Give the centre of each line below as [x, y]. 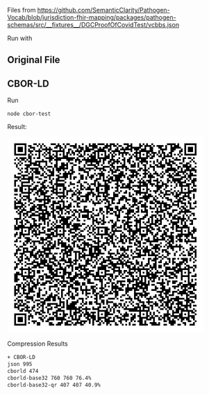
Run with [20, 38]
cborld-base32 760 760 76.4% [49, 378]
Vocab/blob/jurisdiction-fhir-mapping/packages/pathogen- [92, 17]
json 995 [20, 364]
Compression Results [37, 344]
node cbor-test [29, 114]
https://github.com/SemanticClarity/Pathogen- [103, 10]
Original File [34, 60]
